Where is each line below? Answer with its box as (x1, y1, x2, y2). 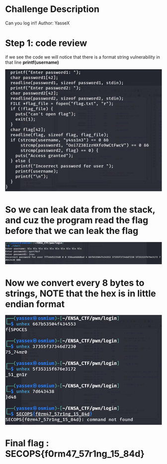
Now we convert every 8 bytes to (5, 277, 145, 288)
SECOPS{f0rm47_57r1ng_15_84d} (5, 448, 145, 460)
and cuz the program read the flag (5, 215, 149, 226)
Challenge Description (5, 3, 99, 15)
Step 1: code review (5, 37, 87, 49)
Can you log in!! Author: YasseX (5, 20, 70, 26)
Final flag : (5, 438, 49, 449)
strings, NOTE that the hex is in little (5, 288, 156, 299)
